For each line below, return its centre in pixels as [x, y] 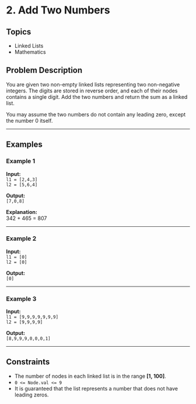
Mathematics [30, 52]
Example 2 [21, 239]
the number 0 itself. [29, 120]
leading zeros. [32, 395]
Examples [24, 145]
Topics [19, 32]
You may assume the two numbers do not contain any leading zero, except [96, 114]
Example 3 [21, 299]
